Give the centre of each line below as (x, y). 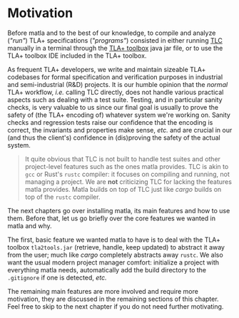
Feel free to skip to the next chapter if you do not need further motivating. (116, 306)
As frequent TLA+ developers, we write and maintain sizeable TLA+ (107, 69)
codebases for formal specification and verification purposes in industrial (115, 77)
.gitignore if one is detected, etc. (57, 277)
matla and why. (30, 225)
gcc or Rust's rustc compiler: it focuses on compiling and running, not (127, 174)
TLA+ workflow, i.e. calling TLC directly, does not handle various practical (116, 92)
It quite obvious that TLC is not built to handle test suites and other (123, 159)
